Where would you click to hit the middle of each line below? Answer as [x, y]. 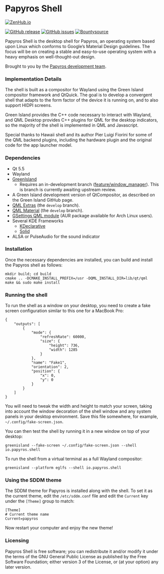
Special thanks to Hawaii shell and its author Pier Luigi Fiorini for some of [79, 135]
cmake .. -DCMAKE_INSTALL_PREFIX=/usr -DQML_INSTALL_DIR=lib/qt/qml [76, 278]
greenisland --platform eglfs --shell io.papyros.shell [63, 468]
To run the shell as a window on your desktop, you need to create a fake [78, 306]
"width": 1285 [63, 350]
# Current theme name [27, 515]
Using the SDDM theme [33, 480]
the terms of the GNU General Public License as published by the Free [76, 556]
